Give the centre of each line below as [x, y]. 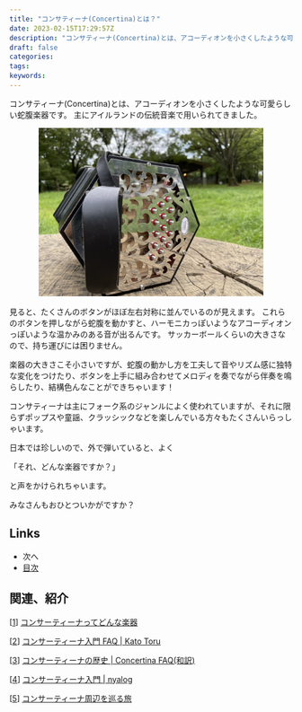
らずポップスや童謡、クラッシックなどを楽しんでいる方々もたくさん [135, 417]
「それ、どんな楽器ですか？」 [65, 466]
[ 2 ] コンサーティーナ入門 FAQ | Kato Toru [85, 641]
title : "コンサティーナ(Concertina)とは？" [85, 19]
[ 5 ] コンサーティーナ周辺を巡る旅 [71, 698]
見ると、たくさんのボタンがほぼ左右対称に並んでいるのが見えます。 [135, 312]
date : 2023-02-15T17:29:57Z [62, 28]
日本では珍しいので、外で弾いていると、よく [92, 447]
